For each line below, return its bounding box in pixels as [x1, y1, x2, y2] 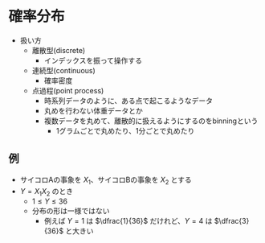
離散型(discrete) [31, 45, 86, 55]
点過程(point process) [31, 85, 104, 95]
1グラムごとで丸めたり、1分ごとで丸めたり [55, 126, 195, 135]
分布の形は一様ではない [31, 206, 110, 216]
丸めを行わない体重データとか [43, 105, 143, 115]
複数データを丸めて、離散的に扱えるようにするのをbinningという [43, 116, 259, 126]
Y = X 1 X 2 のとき [19, 186, 74, 198]
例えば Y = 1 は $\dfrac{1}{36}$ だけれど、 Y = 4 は [43, 216, 213, 226]
